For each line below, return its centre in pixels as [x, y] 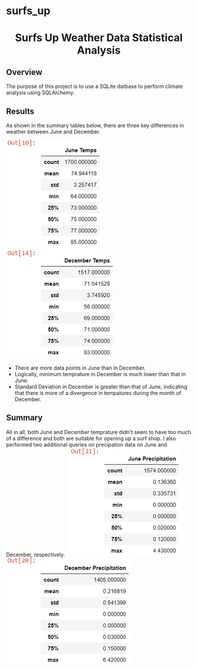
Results [20, 111]
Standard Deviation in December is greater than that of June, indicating [101, 387]
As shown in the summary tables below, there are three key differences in [95, 125]
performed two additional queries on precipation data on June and [87, 445]
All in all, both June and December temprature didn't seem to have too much [98, 432]
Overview [24, 72]
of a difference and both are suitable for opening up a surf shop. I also [91, 438]
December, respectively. [36, 554]
